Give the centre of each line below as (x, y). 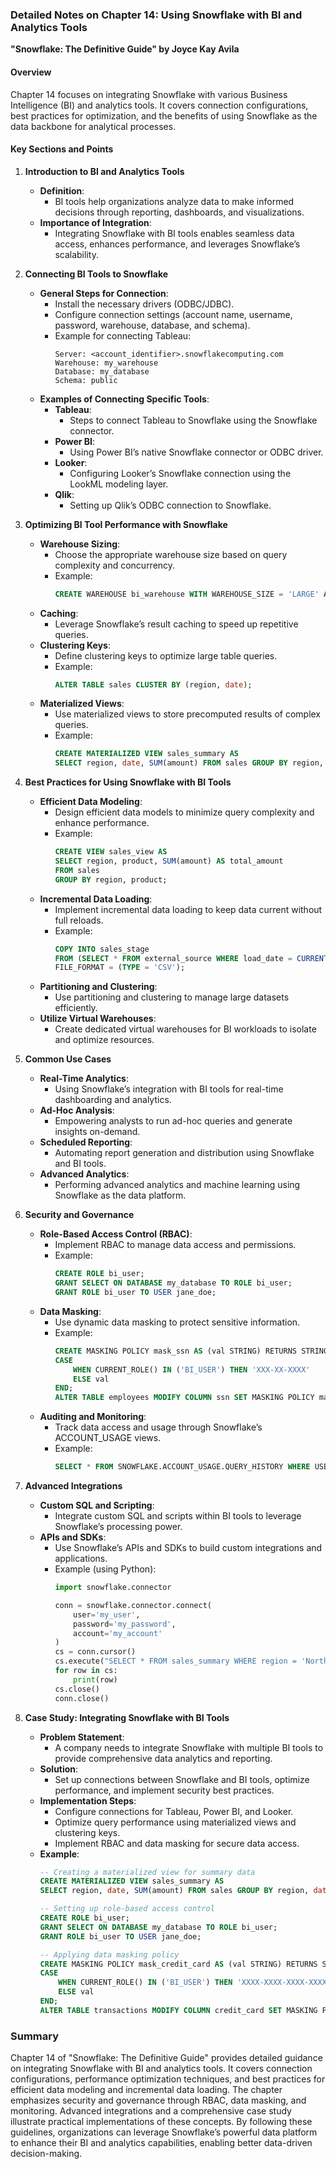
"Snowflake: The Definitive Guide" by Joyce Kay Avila (125, 49)
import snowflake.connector (113, 1588)
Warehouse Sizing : (80, 544)
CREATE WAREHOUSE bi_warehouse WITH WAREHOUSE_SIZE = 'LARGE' (187, 594)
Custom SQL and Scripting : (97, 1505)
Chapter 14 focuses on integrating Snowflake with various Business (149, 94)
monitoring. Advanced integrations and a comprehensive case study (151, 2111)
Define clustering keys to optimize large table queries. (166, 655)
